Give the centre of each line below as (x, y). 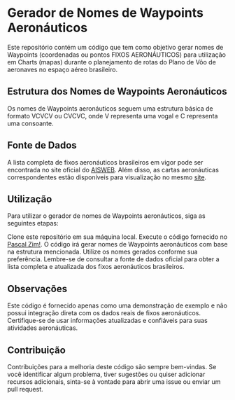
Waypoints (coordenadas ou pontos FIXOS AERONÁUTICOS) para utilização (116, 55)
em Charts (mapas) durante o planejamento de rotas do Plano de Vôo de (112, 62)
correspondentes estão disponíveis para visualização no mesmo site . (107, 177)
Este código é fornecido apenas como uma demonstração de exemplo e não (117, 305)
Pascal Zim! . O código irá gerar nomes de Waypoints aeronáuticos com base (117, 244)
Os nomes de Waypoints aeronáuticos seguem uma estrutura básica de (110, 108)
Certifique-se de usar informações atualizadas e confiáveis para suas (107, 321)
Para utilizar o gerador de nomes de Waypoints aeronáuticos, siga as (106, 216)
